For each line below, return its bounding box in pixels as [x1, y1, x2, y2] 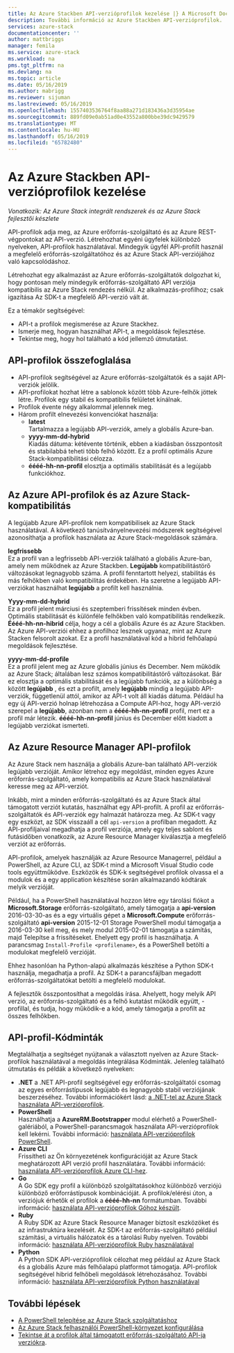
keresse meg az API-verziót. [8, 782, 90, 790]
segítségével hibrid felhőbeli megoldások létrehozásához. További [17, 1270, 208, 1279]
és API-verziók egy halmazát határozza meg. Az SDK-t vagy [44, 810, 216, 818]
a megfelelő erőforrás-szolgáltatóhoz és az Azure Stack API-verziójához [8, 250, 215, 258]
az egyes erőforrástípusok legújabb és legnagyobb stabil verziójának [17, 1086, 216, 1094]
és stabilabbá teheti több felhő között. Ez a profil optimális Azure [28, 447, 213, 455]
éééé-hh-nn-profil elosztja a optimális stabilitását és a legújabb [28, 461, 212, 470]
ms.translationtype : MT [8, 119, 77, 127]
